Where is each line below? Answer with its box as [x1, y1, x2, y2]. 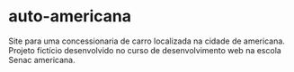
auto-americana [8, 6, 132, 27]
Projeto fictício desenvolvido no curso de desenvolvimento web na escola [8, 44, 282, 55]
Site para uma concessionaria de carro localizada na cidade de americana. [8, 36, 285, 46]
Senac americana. [8, 54, 76, 65]
